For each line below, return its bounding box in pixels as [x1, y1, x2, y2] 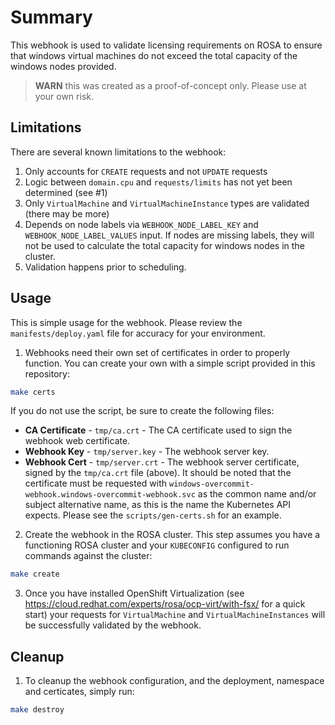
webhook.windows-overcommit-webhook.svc [24, 490, 196, 500]
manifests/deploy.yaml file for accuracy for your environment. [10, 327, 266, 339]
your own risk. [34, 90, 94, 102]
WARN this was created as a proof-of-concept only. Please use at [34, 79, 307, 91]
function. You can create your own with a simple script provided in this [24, 357, 316, 369]
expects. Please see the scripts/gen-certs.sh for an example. [24, 509, 282, 521]
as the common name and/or [197, 488, 317, 500]
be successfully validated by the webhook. [24, 619, 202, 631]
